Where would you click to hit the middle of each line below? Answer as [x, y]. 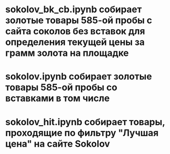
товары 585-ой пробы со [61, 88]
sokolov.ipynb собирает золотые [79, 77]
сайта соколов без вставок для [75, 31]
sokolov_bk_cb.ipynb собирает [74, 9]
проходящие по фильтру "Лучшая [82, 133]
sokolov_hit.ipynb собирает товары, [85, 122]
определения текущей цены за [75, 42]
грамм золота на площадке [67, 53]
